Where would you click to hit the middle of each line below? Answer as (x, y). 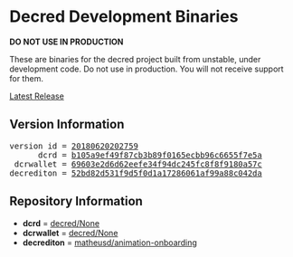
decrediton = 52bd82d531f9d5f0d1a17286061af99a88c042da (136, 173)
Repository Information (76, 201)
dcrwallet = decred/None (70, 233)
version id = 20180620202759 (74, 146)
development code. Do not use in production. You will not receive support (146, 69)
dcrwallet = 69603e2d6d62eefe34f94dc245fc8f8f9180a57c (138, 164)
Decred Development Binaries (124, 17)
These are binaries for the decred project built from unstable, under (135, 59)
